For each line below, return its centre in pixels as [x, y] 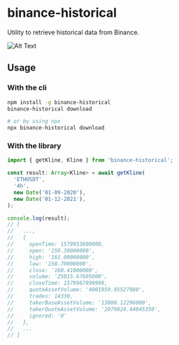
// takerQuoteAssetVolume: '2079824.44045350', [84, 309]
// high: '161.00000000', [51, 257]
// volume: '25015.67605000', [58, 277]
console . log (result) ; [39, 218]
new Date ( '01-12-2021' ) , [50, 199]
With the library [34, 146]
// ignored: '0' [37, 316]
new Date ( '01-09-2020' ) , [50, 192]
